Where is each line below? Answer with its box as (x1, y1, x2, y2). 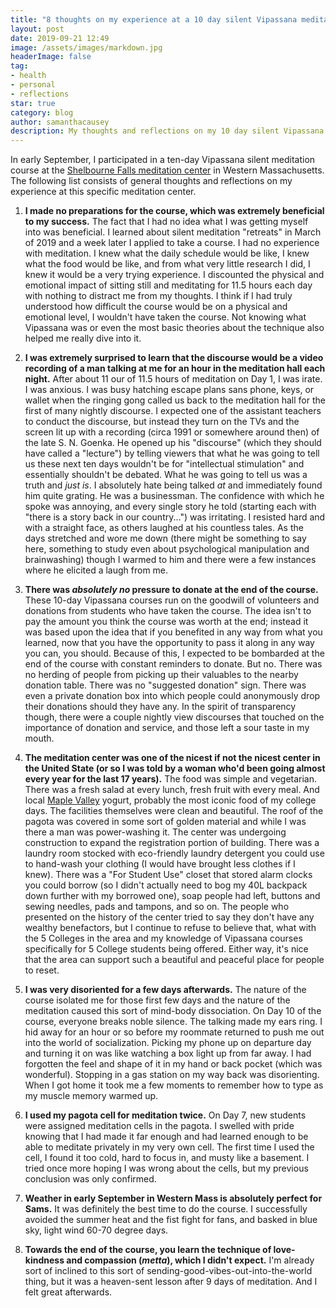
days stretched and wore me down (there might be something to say (24, 532, 307, 545)
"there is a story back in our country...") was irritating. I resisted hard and (24, 511, 326, 523)
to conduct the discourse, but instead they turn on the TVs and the (24, 416, 300, 428)
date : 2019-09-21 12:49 (10, 33, 110, 43)
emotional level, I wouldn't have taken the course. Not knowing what (24, 311, 307, 323)
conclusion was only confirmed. (24, 1173, 157, 1185)
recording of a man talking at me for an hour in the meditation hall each (24, 362, 326, 375)
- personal (10, 80, 56, 90)
